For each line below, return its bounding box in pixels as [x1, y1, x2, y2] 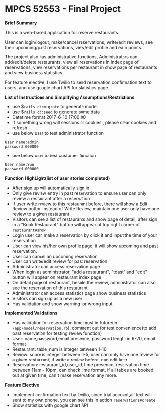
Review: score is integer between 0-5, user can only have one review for [12, 351, 160, 357]
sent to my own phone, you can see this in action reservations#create [12, 397, 156, 403]
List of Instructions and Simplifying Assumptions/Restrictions [5, 94, 135, 100]
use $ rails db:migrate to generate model [12, 103, 98, 109]
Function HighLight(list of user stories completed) [5, 175, 110, 181]
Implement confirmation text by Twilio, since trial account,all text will [12, 391, 152, 397]
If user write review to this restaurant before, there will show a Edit [12, 201, 148, 206]
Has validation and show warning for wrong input [12, 301, 113, 307]
